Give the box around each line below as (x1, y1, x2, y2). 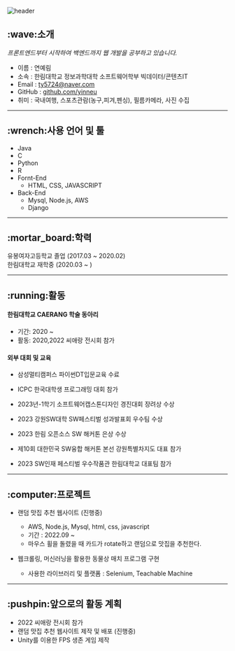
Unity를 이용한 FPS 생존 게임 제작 (17, 636, 110, 644)
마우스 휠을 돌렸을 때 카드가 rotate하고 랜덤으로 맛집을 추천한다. (27, 540, 201, 548)
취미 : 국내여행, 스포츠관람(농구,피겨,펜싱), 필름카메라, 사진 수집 (17, 95, 190, 104)
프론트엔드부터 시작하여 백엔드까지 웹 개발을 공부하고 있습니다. (7, 48, 178, 57)
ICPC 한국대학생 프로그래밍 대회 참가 (17, 385, 119, 393)
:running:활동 (7, 289, 66, 301)
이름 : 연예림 (17, 63, 52, 71)
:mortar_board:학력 (7, 232, 92, 244)
